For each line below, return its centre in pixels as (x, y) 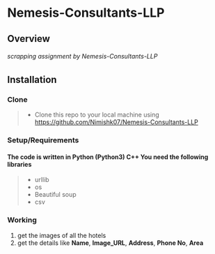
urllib (42, 180)
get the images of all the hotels (62, 235)
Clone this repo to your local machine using (97, 115)
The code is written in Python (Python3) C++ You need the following (108, 157)
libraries (19, 164)
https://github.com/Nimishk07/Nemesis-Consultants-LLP (116, 122)
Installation (32, 79)
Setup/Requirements (43, 140)
